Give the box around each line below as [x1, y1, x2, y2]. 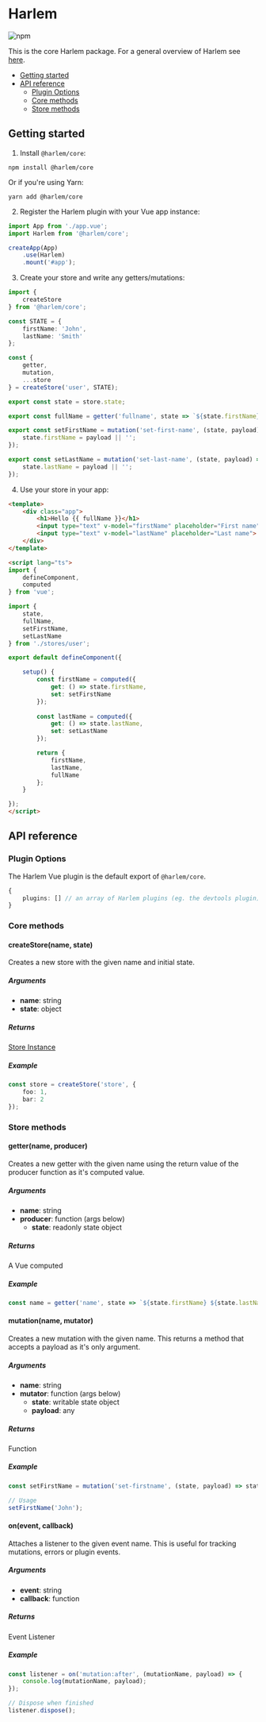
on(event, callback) [8, 1521, 74, 1531]
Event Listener [8, 1631, 55, 1641]
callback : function [19, 1593, 80, 1603]
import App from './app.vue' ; [8, 222, 108, 230]
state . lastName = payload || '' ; [22, 462, 133, 471]
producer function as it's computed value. [8, 1167, 145, 1176]
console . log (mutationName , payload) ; [22, 1678, 147, 1685]
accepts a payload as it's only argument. [8, 1342, 141, 1351]
